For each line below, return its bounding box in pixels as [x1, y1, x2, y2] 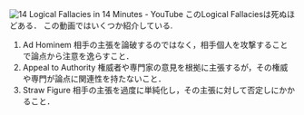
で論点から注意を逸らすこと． [22, 51, 134, 62]
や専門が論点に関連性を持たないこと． [22, 73, 166, 84]
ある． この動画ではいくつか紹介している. [16, 20, 173, 31]
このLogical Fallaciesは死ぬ [185, 9, 288, 19]
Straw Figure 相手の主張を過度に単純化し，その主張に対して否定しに [22, 85, 279, 95]
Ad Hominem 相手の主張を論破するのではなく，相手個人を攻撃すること [22, 40, 289, 50]
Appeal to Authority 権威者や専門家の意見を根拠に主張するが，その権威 [22, 62, 289, 72]
